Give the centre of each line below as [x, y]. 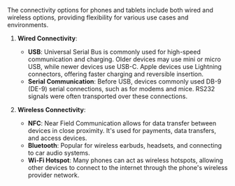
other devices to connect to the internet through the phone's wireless [128, 168]
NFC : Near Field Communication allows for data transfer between [122, 123]
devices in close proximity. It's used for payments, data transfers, [122, 131]
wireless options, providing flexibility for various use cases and [98, 17]
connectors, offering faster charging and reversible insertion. [116, 74]
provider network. [54, 175]
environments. [28, 25]
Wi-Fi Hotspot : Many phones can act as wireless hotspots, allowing [126, 160]
